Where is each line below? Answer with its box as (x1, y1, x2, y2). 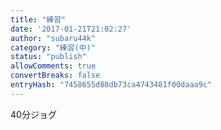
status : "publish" (10, 52, 87, 62)
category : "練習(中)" (10, 42, 96, 53)
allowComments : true (10, 61, 97, 71)
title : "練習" (10, 14, 67, 25)
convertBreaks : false (10, 71, 101, 81)
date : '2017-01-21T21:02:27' (10, 24, 132, 34)
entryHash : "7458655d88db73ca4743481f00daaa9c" (10, 80, 213, 90)
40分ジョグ (10, 108, 57, 120)
